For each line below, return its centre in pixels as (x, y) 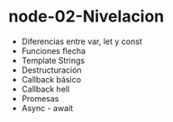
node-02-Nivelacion (86, 17)
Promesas (40, 98)
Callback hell (46, 89)
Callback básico (51, 79)
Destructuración (51, 70)
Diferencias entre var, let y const (82, 41)
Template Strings (53, 60)
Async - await (47, 108)
